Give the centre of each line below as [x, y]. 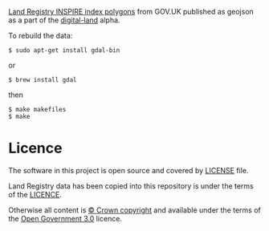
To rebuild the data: [41, 36]
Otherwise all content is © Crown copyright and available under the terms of [134, 210]
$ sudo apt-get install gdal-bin [64, 51]
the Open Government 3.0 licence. [65, 218]
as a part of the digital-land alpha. [64, 20]
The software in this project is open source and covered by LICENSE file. [128, 170]
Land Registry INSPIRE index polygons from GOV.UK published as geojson [131, 12]
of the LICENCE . [35, 194]
